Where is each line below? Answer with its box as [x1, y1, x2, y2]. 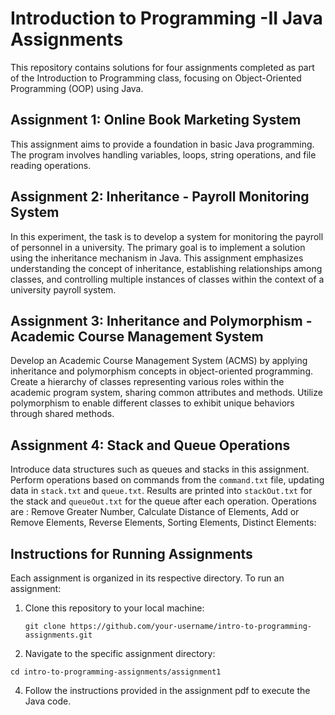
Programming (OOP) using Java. [10, 82, 144, 94]
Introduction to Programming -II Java [10, 7, 323, 30]
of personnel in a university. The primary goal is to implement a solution [10, 241, 306, 253]
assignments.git [24, 630, 93, 640]
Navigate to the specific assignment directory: [24, 648, 216, 659]
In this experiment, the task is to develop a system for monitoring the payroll [10, 230, 324, 242]
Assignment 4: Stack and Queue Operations [10, 437, 291, 454]
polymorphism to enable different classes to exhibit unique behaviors [10, 397, 295, 409]
